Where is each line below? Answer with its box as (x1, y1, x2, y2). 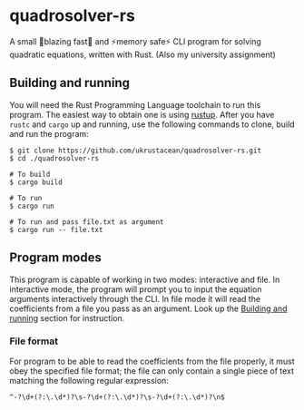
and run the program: (9, 128, 89, 139)
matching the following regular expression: (9, 375, 170, 386)
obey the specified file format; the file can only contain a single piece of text (9, 365, 295, 376)
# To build (9, 170, 51, 179)
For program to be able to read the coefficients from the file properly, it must (9, 356, 295, 366)
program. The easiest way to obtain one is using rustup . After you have (9, 109, 275, 120)
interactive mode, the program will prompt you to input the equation (9, 283, 262, 295)
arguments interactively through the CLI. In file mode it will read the (9, 293, 261, 304)
